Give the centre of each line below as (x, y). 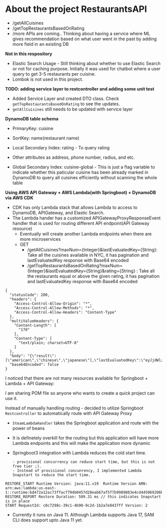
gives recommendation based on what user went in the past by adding (84, 39)
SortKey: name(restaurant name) (46, 138)
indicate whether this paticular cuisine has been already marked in (80, 172)
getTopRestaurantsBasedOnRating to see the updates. (66, 104)
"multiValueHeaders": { (34, 321)
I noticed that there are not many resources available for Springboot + (77, 378)
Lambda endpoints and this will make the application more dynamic (81, 443)
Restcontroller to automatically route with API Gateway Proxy (69, 413)
